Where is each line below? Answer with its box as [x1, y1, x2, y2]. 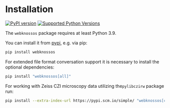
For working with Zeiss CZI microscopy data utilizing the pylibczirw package [5, 83, 164, 89]
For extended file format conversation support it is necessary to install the [5, 59, 159, 65]
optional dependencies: [5, 64, 55, 70]
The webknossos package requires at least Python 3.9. [5, 30, 116, 36]
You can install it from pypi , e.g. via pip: [5, 39, 88, 46]
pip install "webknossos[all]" [5, 74, 71, 79]
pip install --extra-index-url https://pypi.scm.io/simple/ [5, 98, 135, 103]
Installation [5, 4, 54, 15]
